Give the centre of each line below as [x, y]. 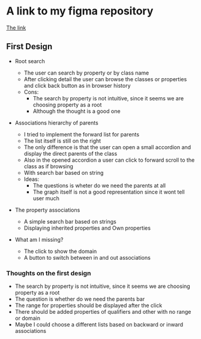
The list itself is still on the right [62, 141]
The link [16, 28]
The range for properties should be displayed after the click [88, 305]
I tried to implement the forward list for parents [82, 134]
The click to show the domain [60, 251]
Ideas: [31, 179]
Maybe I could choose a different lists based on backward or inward [99, 325]
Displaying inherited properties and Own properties [87, 228]
